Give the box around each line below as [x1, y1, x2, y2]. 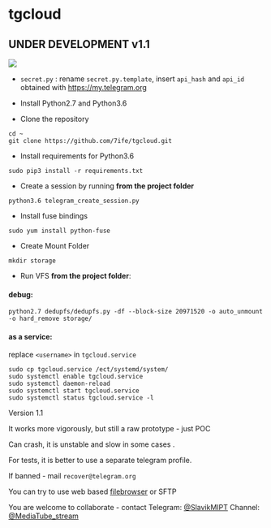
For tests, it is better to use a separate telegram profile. [8, 456, 192, 465]
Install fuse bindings [19, 211, 88, 220]
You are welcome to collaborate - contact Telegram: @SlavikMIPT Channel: [8, 503, 260, 513]
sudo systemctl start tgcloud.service [8, 387, 140, 395]
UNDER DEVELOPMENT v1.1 [8, 37, 150, 51]
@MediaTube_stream [8, 511, 80, 521]
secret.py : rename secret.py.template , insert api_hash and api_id [19, 74, 245, 84]
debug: [8, 289, 34, 299]
